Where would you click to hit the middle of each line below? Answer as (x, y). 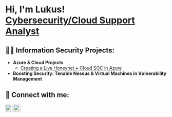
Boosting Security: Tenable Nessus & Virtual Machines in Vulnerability (90, 73)
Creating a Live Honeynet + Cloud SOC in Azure (71, 68)
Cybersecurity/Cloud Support (70, 20)
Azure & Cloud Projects (38, 62)
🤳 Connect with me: (37, 95)
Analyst (22, 31)
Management (27, 79)
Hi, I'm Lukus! (35, 9)
